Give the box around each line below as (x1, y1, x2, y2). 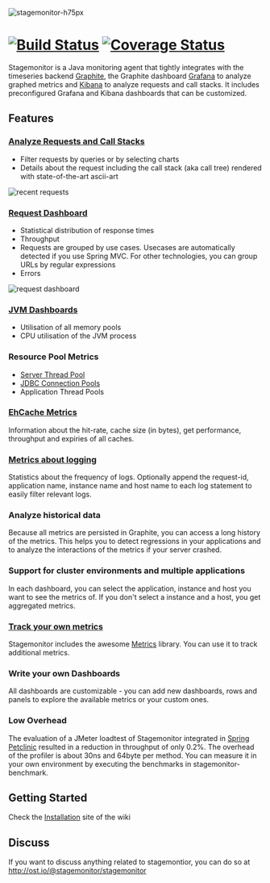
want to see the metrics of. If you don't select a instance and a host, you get (8, 592, 261, 601)
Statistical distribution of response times (19, 225, 155, 235)
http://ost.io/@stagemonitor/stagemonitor (8, 866, 147, 876)
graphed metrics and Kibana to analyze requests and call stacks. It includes (8, 79, 260, 89)
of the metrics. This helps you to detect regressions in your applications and (8, 537, 261, 546)
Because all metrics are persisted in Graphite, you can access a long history (8, 528, 260, 538)
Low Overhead (8, 715, 67, 726)
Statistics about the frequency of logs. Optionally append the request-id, (8, 472, 249, 482)
